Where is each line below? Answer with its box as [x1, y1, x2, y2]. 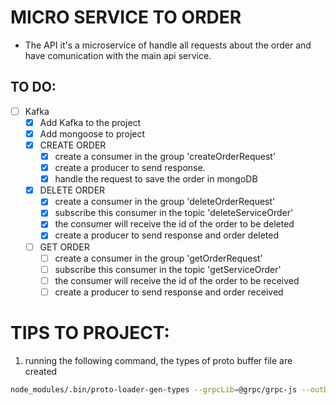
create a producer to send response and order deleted [54, 229, 280, 241]
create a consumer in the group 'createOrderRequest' [54, 151, 277, 162]
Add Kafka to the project [39, 116, 142, 128]
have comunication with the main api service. [24, 49, 212, 61]
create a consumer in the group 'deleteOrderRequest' [54, 196, 276, 208]
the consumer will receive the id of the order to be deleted [54, 218, 295, 230]
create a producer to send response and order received [54, 286, 284, 298]
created [24, 365, 58, 377]
